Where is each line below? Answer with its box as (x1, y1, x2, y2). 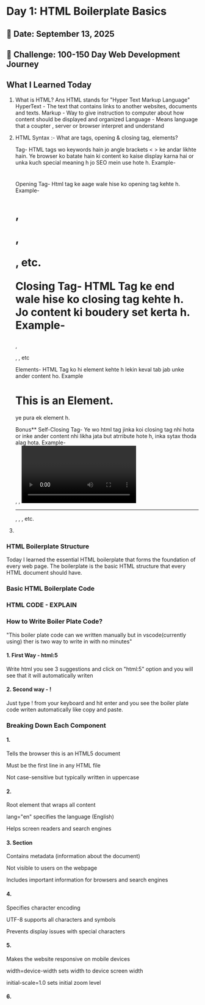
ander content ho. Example (15, 372, 84, 380)
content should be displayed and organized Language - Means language (15, 115, 198, 123)
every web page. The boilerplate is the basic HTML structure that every (6, 562, 186, 570)
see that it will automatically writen (6, 671, 93, 679)
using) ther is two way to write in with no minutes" (6, 638, 132, 645)
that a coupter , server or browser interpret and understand (15, 122, 165, 129)
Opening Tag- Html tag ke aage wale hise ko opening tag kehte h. (15, 180, 181, 187)
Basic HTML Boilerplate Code (6, 585, 95, 593)
